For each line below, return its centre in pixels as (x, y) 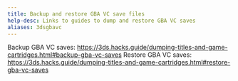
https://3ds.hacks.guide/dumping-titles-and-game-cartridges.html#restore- (119, 63)
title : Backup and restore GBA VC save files (76, 14)
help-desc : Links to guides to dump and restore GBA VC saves (102, 21)
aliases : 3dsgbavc (35, 27)
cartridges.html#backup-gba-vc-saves (65, 55)
